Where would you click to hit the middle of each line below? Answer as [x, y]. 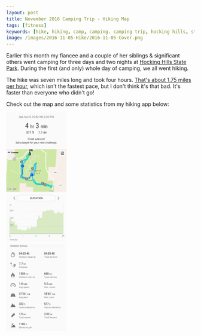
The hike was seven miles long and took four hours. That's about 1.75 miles [99, 80]
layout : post [22, 13]
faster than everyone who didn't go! [50, 93]
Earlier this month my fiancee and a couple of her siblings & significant [93, 56]
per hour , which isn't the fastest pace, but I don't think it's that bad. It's [93, 86]
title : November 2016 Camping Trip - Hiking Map [68, 19]
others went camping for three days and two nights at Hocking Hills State [96, 62]
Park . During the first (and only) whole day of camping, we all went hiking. [98, 68]
